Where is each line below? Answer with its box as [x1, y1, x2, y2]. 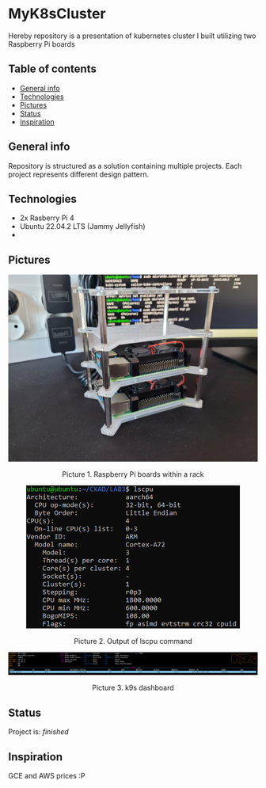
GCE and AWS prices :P [8, 771, 85, 781]
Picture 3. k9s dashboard [92, 683, 174, 693]
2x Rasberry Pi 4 [19, 213, 74, 223]
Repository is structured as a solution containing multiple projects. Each [8, 161, 242, 170]
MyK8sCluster [8, 5, 106, 23]
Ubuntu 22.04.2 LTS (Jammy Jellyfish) [19, 222, 146, 231]
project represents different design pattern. [8, 169, 150, 179]
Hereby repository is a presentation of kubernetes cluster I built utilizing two [8, 31, 256, 40]
